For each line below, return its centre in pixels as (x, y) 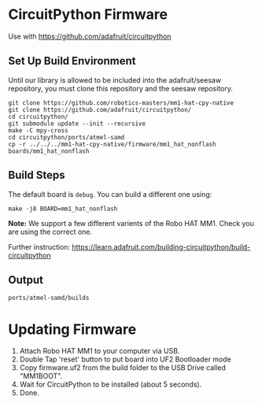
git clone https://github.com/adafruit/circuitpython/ (100, 109)
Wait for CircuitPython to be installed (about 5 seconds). (111, 384)
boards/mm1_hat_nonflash (49, 151)
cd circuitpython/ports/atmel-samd (66, 137)
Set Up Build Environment (72, 61)
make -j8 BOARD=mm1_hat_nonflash (63, 209)
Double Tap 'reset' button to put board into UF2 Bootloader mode (125, 359)
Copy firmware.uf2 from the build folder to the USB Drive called (123, 368)
